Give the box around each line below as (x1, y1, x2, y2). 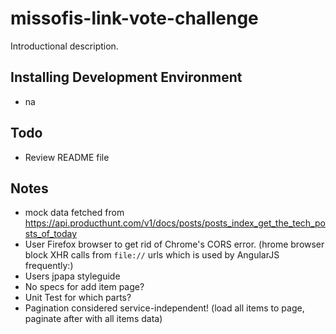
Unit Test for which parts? (24, 292, 132, 304)
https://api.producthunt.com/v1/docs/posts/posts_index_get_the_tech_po (24, 217, 326, 229)
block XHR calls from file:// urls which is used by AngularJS (24, 249, 280, 261)
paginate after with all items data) (24, 313, 163, 325)
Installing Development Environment (10, 69, 243, 86)
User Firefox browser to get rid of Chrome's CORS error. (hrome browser (24, 238, 325, 251)
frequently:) (24, 260, 74, 272)
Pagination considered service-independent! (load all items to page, (24, 302, 305, 314)
